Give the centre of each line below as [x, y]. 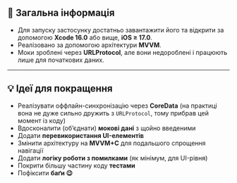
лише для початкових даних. [61, 60]
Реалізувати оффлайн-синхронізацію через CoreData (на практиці [117, 106]
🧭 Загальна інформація [61, 13]
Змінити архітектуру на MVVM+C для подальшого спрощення [111, 143]
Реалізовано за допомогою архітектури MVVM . [90, 45]
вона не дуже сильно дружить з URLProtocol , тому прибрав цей [113, 113]
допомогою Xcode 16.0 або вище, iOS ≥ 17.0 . [85, 37]
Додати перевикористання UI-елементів [81, 135]
